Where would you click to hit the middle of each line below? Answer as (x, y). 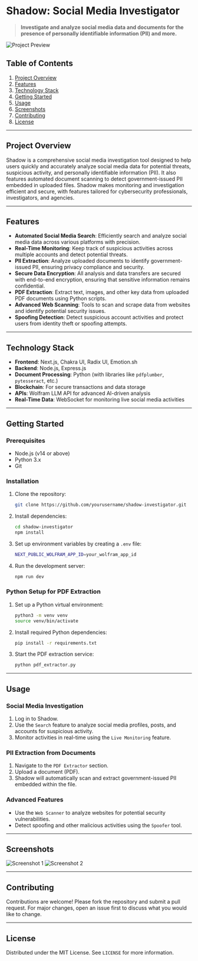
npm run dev (29, 577)
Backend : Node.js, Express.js (50, 368)
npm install (29, 532)
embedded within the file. (46, 785)
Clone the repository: (40, 494)
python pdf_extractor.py (45, 665)
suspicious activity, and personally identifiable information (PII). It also (91, 172)
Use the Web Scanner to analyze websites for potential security (90, 812)
